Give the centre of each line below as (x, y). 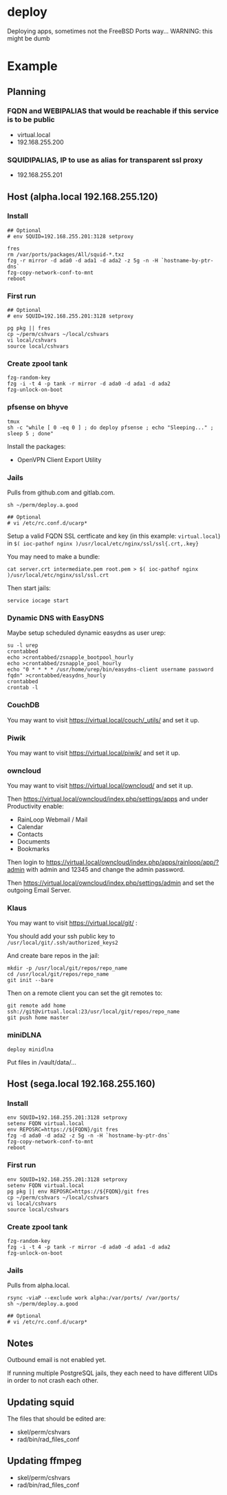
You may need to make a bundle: (54, 556)
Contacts (30, 835)
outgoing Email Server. (39, 890)
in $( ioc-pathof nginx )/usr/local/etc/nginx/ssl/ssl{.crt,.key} (103, 543)
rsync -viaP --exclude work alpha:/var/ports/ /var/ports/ (94, 1298)
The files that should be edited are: (57, 1419)
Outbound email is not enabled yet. (57, 1360)
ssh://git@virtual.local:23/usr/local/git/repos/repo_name (94, 1012)
